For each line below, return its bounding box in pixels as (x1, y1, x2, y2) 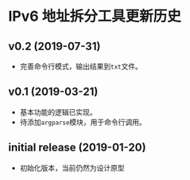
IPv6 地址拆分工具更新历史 (8, 7, 181, 25)
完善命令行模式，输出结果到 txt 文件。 (19, 61, 143, 71)
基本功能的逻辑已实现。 (19, 107, 97, 116)
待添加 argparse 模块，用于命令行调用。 (19, 117, 147, 127)
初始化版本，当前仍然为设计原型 (19, 162, 125, 172)
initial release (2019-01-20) (8, 141, 146, 155)
